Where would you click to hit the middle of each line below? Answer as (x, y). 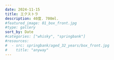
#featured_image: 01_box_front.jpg (41, 23)
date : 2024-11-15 (23, 9)
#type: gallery (20, 28)
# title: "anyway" (27, 50)
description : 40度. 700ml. (32, 18)
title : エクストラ (22, 14)
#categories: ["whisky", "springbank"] (45, 37)
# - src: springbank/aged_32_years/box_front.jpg (57, 45)
